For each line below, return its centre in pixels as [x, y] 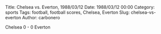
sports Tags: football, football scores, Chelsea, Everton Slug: [67, 12]
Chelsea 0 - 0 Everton [28, 27]
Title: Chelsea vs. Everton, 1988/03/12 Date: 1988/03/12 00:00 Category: [80, 7]
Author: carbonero [41, 17]
